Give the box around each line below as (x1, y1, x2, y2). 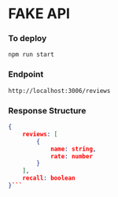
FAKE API (8, 5, 71, 23)
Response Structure (8, 105, 87, 116)
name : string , (50, 145, 97, 153)
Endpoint (8, 69, 44, 80)
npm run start (8, 50, 55, 59)
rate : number (50, 152, 93, 160)
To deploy (8, 33, 47, 44)
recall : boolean (22, 174, 76, 182)
